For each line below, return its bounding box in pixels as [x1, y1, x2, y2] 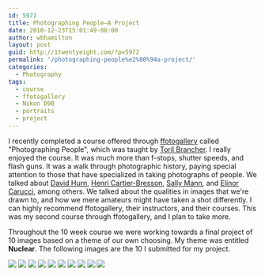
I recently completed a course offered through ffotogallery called [8, 136, 220, 146]
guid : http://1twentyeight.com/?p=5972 [8, 48, 140, 56]
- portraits [15, 108, 55, 115]
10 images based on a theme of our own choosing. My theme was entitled [8, 235, 249, 245]
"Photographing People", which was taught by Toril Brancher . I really [8, 144, 232, 154]
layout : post [8, 41, 51, 49]
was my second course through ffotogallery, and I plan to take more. [8, 211, 231, 221]
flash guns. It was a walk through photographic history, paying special [8, 161, 237, 171]
